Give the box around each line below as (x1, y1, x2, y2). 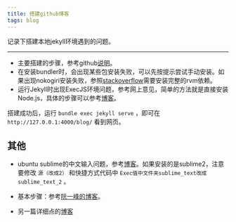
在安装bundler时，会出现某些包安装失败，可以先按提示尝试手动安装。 (17, 67, 219, 76)
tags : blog (7, 17, 39, 24)
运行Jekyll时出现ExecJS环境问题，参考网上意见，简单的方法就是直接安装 (17, 85, 229, 93)
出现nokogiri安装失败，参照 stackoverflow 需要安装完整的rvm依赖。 (23, 76, 216, 84)
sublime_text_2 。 (17, 177, 70, 186)
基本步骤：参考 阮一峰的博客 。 (17, 192, 104, 201)
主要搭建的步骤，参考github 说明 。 (17, 58, 117, 67)
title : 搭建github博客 (7, 10, 70, 18)
